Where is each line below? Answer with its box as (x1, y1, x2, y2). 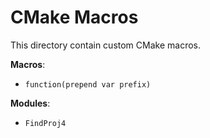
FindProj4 (24, 118, 67, 128)
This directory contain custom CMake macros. (10, 39, 201, 51)
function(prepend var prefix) (24, 79, 152, 90)
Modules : (10, 97, 51, 109)
